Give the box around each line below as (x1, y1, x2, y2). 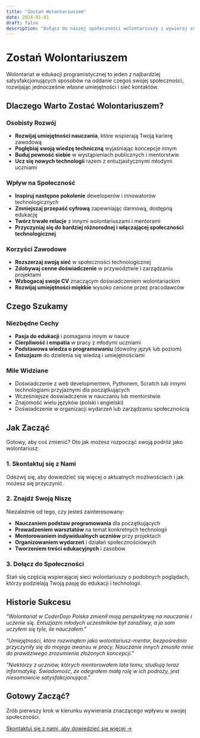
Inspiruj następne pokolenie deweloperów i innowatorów (14, 192, 156, 200)
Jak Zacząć (6, 423, 50, 433)
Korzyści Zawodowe (6, 245, 67, 253)
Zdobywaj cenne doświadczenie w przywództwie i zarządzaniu (14, 265, 173, 272)
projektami (14, 271, 42, 278)
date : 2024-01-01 (6, 14, 49, 20)
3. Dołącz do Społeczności (6, 560, 85, 568)
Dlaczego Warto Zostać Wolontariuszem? (6, 101, 164, 111)
